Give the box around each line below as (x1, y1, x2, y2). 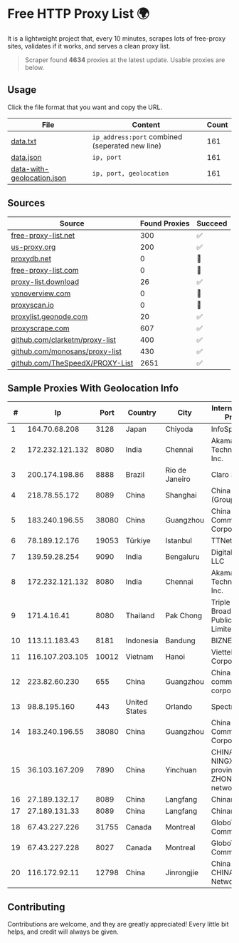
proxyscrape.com (11, 323, 70, 333)
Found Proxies (139, 218, 190, 228)
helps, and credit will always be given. (7, 927, 119, 936)
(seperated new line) (92, 141, 162, 151)
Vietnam (125, 652, 154, 662)
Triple (211, 597, 230, 607)
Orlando (165, 702, 193, 712)
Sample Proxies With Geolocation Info (7, 382, 179, 394)
